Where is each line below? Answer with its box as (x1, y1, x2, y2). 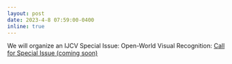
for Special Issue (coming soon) (7, 49, 98, 57)
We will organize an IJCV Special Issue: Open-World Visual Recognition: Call (7, 42, 225, 50)
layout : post (7, 10, 45, 17)
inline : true (7, 23, 45, 30)
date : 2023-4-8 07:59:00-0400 (7, 17, 95, 23)
